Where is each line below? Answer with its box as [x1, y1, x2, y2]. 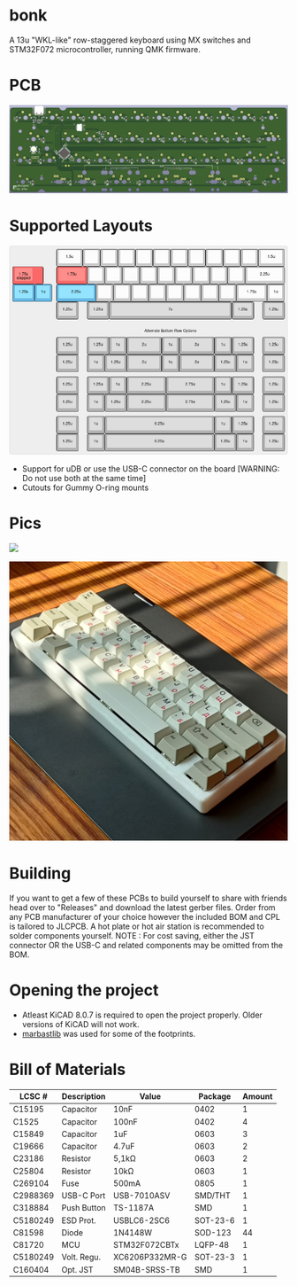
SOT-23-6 [194, 1215, 236, 1226]
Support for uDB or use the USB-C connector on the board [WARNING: [21, 463, 280, 474]
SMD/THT [194, 1190, 232, 1201]
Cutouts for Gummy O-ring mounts [21, 482, 149, 493]
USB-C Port [61, 1190, 106, 1201]
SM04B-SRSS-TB [113, 1264, 180, 1274]
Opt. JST [61, 1264, 95, 1274]
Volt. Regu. [61, 1251, 102, 1263]
